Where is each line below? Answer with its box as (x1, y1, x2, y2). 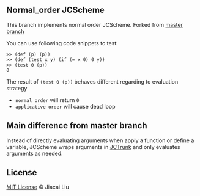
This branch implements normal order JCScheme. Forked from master (6, 21, 183, 28)
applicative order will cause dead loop (15, 103, 116, 110)
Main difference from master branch (6, 120, 148, 131)
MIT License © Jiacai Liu (6, 183, 69, 191)
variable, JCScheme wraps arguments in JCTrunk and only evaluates (6, 143, 180, 150)
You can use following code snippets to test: (6, 39, 118, 46)
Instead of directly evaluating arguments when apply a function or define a (6, 137, 194, 144)
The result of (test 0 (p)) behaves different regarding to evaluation (6, 78, 179, 85)
